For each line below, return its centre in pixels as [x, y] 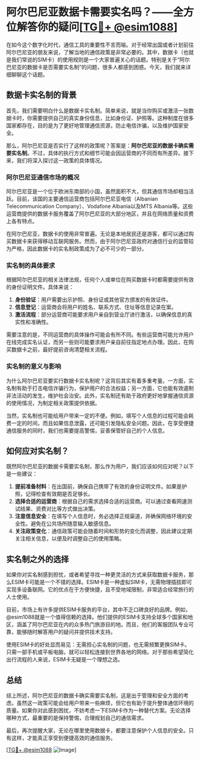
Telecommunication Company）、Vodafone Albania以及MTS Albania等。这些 [100, 207]
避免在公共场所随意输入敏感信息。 [72, 524]
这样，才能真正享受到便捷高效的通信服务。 [63, 738]
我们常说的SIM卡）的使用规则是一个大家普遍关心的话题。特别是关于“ [95, 60]
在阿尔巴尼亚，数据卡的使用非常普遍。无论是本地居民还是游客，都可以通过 [97, 234]
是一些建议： [22, 474]
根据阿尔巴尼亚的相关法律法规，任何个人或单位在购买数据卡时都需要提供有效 [100, 280]
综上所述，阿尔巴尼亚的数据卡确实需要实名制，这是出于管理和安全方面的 [95, 696]
